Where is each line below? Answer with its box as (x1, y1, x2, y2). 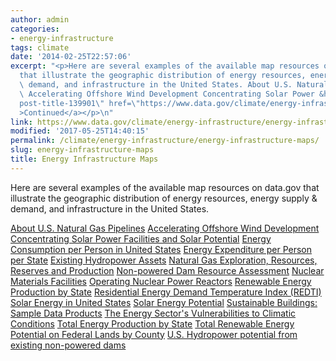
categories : (10, 24, 60, 34)
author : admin (10, 14, 70, 25)
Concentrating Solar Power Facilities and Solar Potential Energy (10, 232, 272, 245)
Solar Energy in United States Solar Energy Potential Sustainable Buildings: (10, 296, 318, 308)
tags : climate (10, 42, 70, 53)
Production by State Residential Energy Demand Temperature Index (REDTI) (10, 286, 322, 298)
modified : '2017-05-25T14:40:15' (10, 126, 150, 136)
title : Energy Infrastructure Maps (10, 154, 159, 164)
